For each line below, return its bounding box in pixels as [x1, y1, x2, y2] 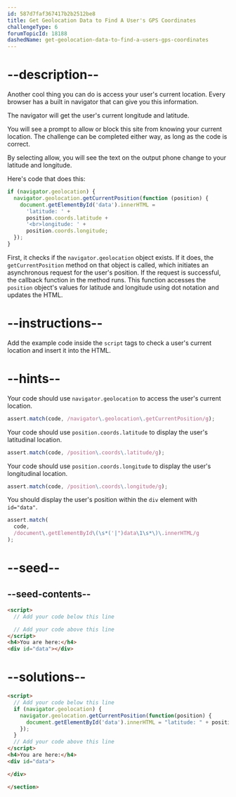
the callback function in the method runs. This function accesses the [7, 275, 206, 284]
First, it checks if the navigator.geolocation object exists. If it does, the [7, 253, 214, 261]
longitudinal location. [7, 469, 68, 477]
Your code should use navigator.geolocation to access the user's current [7, 394, 221, 402]
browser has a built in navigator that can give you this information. [7, 98, 199, 106]
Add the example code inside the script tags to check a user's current [7, 339, 212, 347]
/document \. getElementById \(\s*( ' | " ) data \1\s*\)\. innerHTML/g [13, 529, 199, 537]
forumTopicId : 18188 [7, 30, 68, 37]
